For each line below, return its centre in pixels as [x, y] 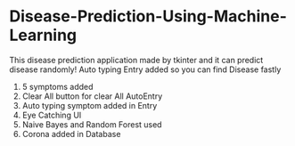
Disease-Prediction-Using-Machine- [148, 16]
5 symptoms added [57, 86]
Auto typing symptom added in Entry [90, 105]
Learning [43, 35]
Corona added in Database [71, 134]
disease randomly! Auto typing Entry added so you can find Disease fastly [145, 69]
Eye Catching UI [52, 115]
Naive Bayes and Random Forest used [92, 124]
